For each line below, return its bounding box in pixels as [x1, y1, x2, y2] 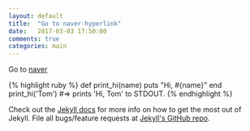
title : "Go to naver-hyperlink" [8, 20, 122, 28]
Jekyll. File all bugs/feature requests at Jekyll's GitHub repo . [8, 113, 210, 123]
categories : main [8, 42, 67, 50]
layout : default [8, 11, 63, 20]
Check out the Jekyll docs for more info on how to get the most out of [8, 105, 242, 115]
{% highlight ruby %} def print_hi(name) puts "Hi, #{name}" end [8, 81, 222, 90]
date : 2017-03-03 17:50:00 [8, 27, 107, 35]
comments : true [8, 34, 60, 43]
